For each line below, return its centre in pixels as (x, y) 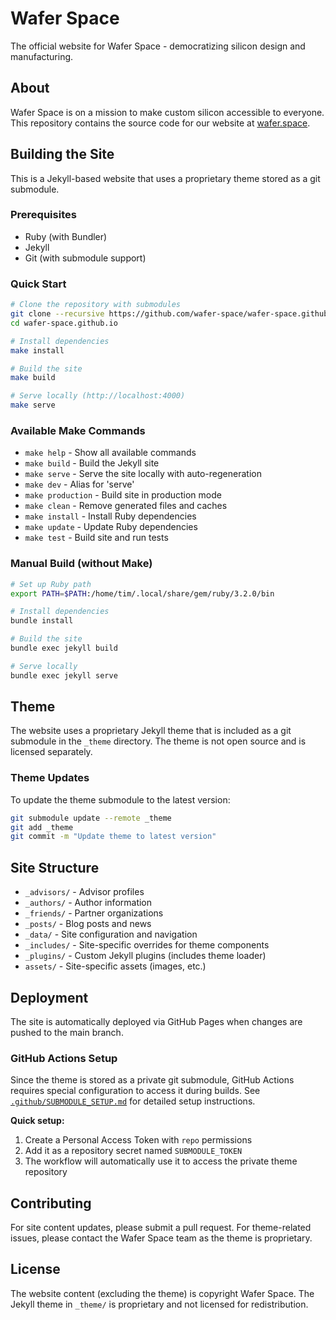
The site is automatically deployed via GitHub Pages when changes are (156, 1021)
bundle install (42, 621)
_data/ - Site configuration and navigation (111, 934)
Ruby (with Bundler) (66, 236)
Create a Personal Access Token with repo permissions (138, 1140)
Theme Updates (50, 778)
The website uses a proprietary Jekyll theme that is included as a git (151, 731)
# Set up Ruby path (51, 584)
